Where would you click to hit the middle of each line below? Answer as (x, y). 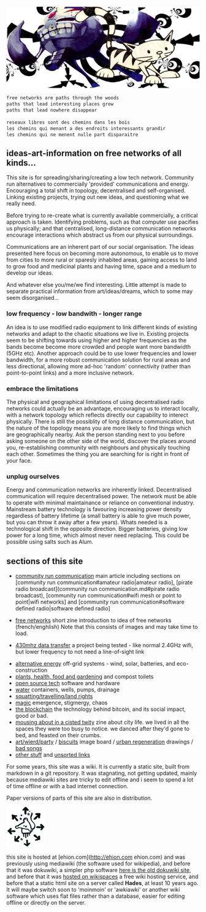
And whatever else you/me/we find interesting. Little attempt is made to (97, 285)
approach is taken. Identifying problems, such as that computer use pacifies (102, 222)
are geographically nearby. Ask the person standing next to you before (96, 435)
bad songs (29, 748)
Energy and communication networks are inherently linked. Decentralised (99, 490)
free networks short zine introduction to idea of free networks (93, 620)
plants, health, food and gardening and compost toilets (84, 677)
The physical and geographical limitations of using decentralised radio (95, 402)
